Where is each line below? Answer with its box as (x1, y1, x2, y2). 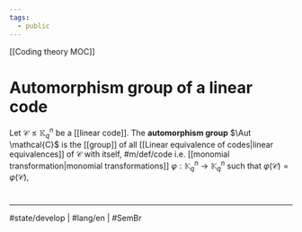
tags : (9, 13, 30, 22)
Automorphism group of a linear (9, 77, 253, 98)
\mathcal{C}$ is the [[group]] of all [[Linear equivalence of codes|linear (9, 139, 274, 150)
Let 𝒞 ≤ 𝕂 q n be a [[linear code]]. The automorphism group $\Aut (9, 126, 252, 140)
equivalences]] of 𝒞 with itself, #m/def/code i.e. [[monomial (9, 149, 230, 159)
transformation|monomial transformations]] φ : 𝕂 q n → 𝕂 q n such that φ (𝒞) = (9, 159, 289, 173)
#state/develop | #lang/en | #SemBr (9, 212, 142, 223)
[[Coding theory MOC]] (9, 46, 96, 56)
